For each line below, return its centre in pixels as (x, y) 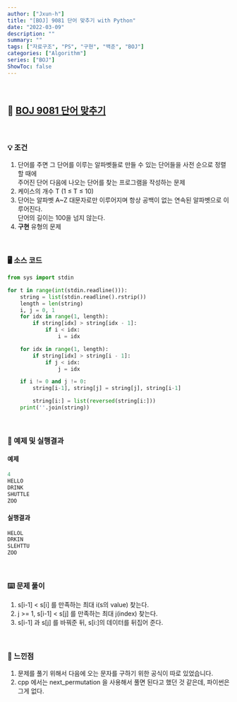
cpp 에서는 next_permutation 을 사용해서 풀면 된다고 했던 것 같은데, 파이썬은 (123, 682)
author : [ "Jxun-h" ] (36, 14)
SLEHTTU (19, 546)
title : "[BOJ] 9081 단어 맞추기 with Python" (72, 21)
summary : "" (25, 40)
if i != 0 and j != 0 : (53, 382)
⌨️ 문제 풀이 (26, 586)
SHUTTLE (19, 494)
